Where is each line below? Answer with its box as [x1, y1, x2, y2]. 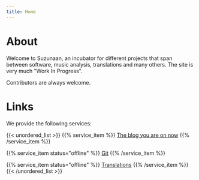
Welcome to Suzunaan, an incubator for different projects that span [6, 55, 173, 62]
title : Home [6, 8, 36, 15]
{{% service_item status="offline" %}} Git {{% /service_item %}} [6, 149, 166, 157]
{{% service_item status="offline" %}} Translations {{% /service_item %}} [6, 161, 189, 168]
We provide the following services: [6, 119, 92, 127]
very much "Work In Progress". [6, 67, 83, 74]
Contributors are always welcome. [6, 79, 91, 86]
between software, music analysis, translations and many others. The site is [6, 61, 194, 68]
